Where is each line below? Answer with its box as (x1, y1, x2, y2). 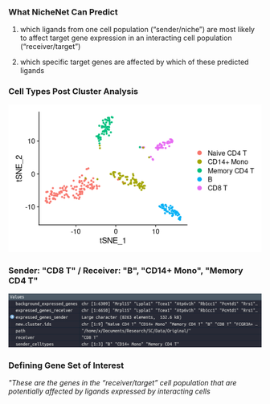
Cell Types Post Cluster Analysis (8, 86, 139, 97)
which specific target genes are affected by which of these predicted (19, 57, 249, 67)
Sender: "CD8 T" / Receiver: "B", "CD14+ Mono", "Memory (8, 264, 243, 275)
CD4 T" (8, 275, 39, 286)
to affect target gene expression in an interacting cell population (19, 33, 232, 43)
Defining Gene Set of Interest (8, 360, 125, 371)
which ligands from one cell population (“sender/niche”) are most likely (19, 25, 256, 35)
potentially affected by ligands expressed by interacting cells (8, 386, 211, 396)
